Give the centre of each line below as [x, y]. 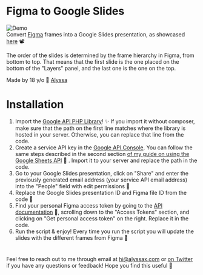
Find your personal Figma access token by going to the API [88, 205]
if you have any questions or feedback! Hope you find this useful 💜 [89, 266]
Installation [35, 105]
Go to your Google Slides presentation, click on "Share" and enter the [102, 173]
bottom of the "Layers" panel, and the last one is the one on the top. [91, 68]
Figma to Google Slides [65, 11]
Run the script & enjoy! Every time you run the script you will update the [104, 231]
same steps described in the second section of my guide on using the [102, 154]
